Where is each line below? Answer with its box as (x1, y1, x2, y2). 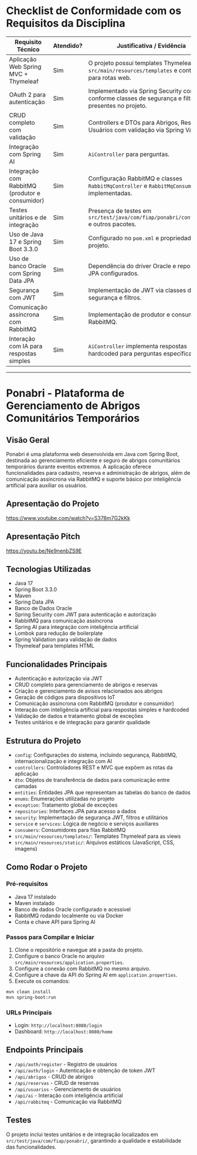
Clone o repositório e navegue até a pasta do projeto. (14, 946, 144, 953)
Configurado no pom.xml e (88, 234, 159, 242)
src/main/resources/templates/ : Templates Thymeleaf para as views (14, 833, 181, 840)
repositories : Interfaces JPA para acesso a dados (14, 808, 137, 814)
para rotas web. (88, 74, 132, 82)
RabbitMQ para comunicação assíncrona (14, 617, 113, 624)
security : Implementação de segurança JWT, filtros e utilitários (14, 814, 168, 821)
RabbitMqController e (88, 181, 148, 189)
